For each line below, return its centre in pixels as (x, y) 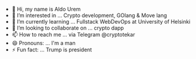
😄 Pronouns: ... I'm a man (43, 43)
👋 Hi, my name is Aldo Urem (46, 9)
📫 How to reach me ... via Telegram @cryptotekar (73, 35)
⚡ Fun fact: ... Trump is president (52, 50)
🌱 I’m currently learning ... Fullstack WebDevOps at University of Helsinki (101, 22)
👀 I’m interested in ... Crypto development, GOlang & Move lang (89, 15)
